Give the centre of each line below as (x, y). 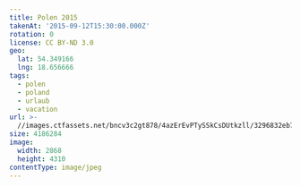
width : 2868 (40, 150)
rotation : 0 (31, 34)
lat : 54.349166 (46, 59)
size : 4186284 (36, 134)
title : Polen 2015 (43, 17)
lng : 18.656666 (46, 68)
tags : (19, 76)
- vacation (38, 109)
